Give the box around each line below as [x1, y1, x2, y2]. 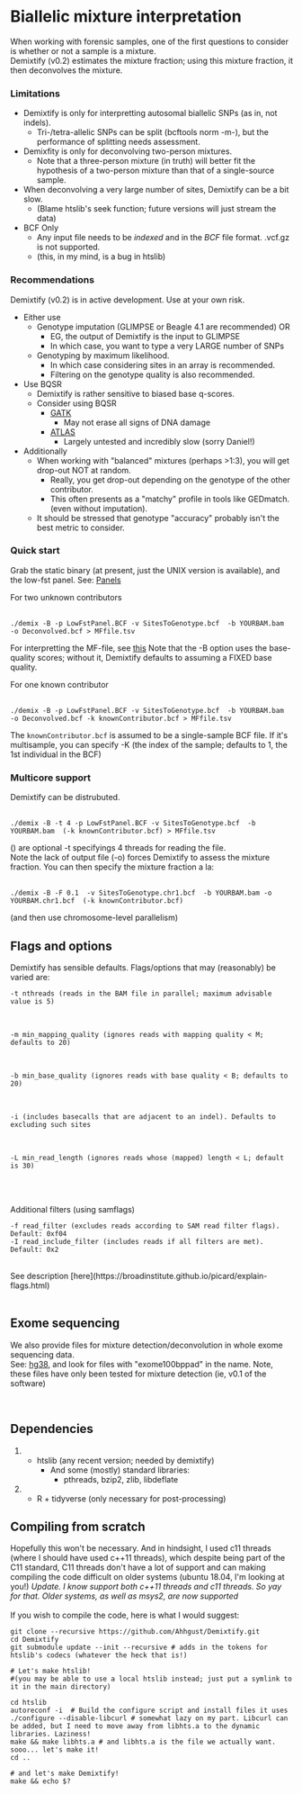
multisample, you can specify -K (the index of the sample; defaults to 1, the [10, 739, 289, 750]
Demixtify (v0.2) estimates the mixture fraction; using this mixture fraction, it [10, 55, 293, 66]
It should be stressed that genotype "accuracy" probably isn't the [36, 512, 280, 523]
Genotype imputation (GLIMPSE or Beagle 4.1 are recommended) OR [36, 321, 290, 332]
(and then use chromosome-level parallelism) [10, 912, 179, 924]
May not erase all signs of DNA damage [63, 417, 210, 428]
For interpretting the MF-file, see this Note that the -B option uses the [10, 642, 268, 654]
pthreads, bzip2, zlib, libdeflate [63, 1474, 179, 1484]
